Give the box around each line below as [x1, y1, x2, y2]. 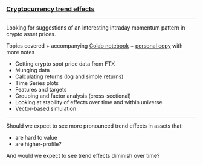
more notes [6, 49, 35, 56]
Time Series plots [14, 79, 59, 87]
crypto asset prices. [6, 31, 56, 38]
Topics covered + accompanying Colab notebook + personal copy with [6, 42, 183, 49]
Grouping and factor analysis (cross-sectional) [14, 92, 131, 99]
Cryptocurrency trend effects [6, 5, 95, 13]
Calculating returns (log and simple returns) [14, 73, 124, 80]
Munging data [14, 67, 50, 74]
